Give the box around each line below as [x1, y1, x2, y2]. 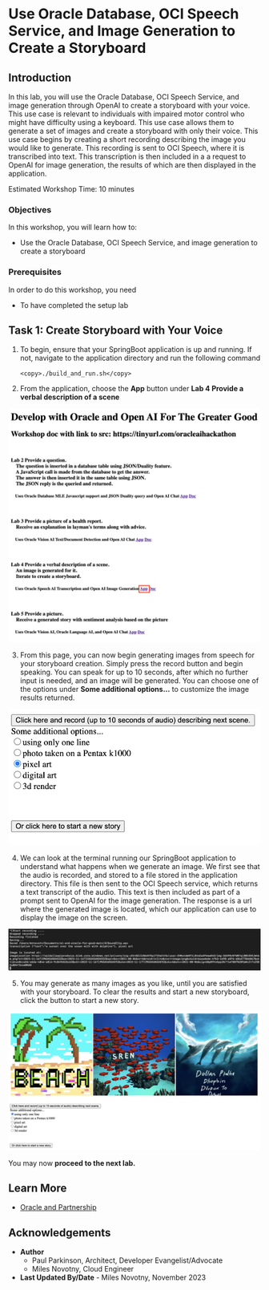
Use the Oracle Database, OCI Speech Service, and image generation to [19, 238, 258, 248]
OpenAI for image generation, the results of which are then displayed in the [8, 160, 256, 169]
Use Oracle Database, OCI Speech [8, 5, 239, 23]
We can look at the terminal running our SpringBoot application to [19, 853, 236, 863]
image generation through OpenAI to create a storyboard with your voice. [8, 101, 251, 110]
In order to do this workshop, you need [8, 285, 137, 294]
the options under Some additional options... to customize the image [19, 685, 250, 694]
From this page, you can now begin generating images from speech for [19, 650, 255, 660]
